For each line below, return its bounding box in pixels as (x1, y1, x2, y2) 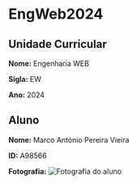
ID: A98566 (8, 151, 47, 160)
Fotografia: (8, 166, 47, 176)
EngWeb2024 (8, 5, 104, 24)
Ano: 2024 (8, 90, 45, 100)
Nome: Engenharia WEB (8, 58, 89, 68)
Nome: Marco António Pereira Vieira (8, 135, 130, 144)
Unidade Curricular (8, 37, 107, 51)
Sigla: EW (8, 75, 42, 83)
